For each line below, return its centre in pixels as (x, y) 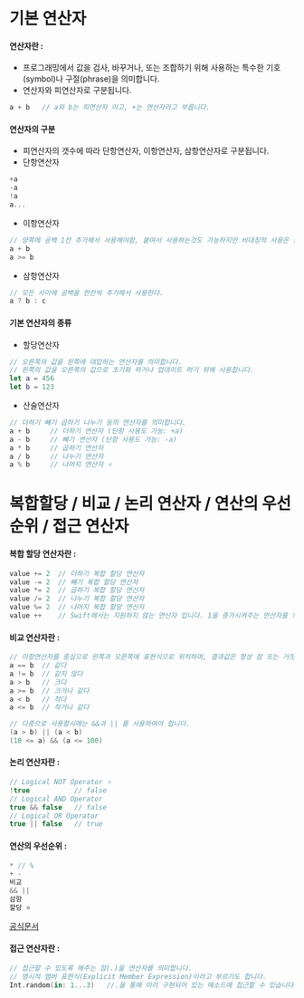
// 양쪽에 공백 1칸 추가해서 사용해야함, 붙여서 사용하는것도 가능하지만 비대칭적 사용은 (149, 240)
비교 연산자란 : (35, 637)
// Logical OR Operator (54, 816)
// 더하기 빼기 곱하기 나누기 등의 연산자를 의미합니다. (98, 423)
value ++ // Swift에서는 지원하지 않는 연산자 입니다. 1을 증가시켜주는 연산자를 (149, 616)
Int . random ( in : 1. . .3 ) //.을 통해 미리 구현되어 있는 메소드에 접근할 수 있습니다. (154, 985)
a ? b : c (28, 301)
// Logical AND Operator (56, 799)
